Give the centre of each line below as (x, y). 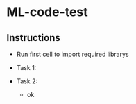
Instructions (33, 38)
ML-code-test (47, 12)
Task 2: (27, 81)
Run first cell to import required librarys (73, 54)
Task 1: (26, 68)
